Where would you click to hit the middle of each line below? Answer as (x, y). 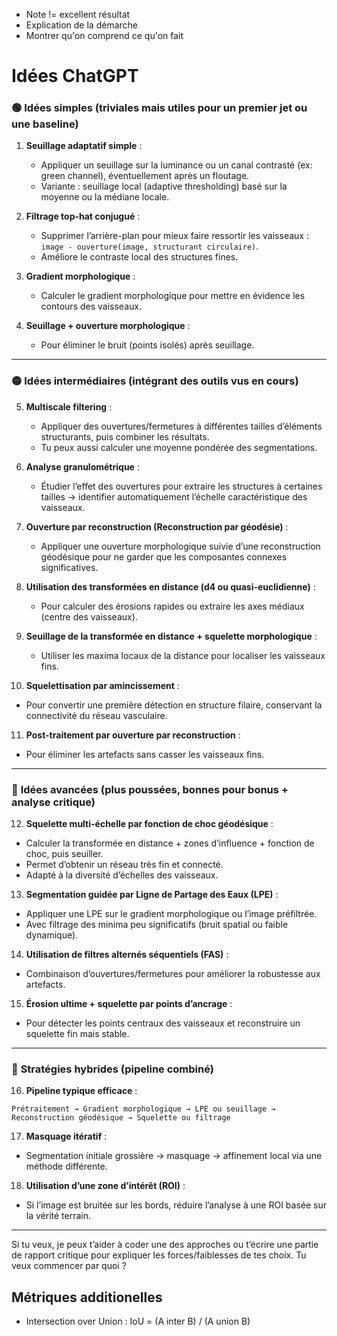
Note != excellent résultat (78, 14)
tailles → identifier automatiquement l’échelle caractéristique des (174, 496)
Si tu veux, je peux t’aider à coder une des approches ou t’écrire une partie (165, 1245)
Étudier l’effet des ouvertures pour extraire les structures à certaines (181, 486)
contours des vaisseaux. (91, 306)
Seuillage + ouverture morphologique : (108, 326)
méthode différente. (66, 1166)
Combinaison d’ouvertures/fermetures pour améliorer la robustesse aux (173, 974)
